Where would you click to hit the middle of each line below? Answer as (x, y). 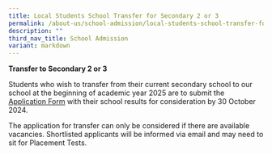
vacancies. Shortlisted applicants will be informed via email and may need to (136, 135)
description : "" (36, 31)
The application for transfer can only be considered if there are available (129, 126)
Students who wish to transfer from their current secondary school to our (131, 85)
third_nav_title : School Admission (68, 38)
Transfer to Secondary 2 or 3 (58, 69)
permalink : (27, 23)
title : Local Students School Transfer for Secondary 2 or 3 (114, 16)
